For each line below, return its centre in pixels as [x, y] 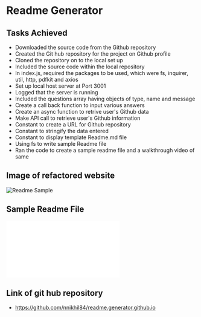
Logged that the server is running [56, 92]
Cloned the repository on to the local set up [69, 60]
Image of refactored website [61, 176]
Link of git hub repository [55, 293]
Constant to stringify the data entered [62, 131]
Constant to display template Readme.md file [71, 137]
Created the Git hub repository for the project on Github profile [93, 54]
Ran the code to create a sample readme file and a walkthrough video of [105, 150]
